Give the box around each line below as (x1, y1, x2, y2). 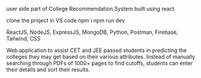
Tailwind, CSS (6, 35, 41, 42)
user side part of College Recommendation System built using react (6, 5, 175, 12)
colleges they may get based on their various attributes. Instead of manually (6, 53, 196, 60)
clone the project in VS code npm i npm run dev (6, 17, 125, 24)
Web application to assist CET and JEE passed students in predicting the (6, 47, 187, 54)
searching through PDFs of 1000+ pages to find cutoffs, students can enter (6, 60, 193, 67)
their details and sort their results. (6, 66, 91, 73)
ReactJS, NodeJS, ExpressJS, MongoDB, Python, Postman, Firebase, (6, 28, 179, 36)
